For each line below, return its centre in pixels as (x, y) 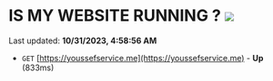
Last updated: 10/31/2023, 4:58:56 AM (83, 40)
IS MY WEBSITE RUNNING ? (115, 16)
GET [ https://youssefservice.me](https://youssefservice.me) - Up (142, 58)
